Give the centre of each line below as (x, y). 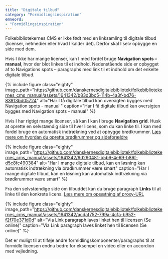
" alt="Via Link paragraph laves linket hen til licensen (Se (93, 220)
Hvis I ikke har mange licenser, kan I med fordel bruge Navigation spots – (81, 59)
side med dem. (21, 49)
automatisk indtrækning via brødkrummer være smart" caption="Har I (77, 168)
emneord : (14, 19)
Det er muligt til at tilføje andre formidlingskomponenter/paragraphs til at (80, 240)
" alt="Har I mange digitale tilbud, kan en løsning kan (91, 163)
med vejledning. (22, 251)
